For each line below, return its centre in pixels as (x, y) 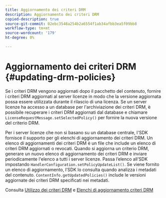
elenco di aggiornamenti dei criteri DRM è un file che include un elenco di (81, 143)
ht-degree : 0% (20, 38)
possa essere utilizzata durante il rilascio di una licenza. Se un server (76, 101)
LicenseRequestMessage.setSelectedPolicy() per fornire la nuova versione (81, 117)
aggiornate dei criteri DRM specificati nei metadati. (57, 180)
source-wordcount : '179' (31, 33)
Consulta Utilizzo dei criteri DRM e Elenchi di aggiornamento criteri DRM (79, 190)
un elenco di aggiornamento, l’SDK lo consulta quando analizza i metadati (81, 170)
